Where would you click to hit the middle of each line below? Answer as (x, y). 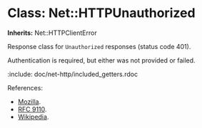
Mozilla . (29, 102)
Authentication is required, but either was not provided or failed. (101, 60)
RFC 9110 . (32, 109)
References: (25, 87)
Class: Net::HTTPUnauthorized (101, 13)
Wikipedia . (33, 117)
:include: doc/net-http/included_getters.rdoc (72, 74)
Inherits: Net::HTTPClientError (52, 33)
